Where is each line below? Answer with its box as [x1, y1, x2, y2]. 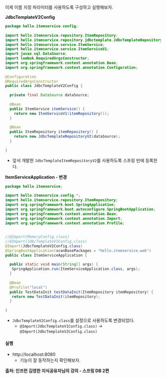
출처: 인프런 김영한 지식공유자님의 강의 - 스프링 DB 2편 [5, 368, 110, 374]
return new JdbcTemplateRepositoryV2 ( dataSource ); [14, 134, 121, 139]
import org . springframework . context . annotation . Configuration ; [5, 65, 138, 70]
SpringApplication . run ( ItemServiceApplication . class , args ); [11, 266, 140, 272]
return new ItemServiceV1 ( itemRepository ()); [14, 111, 110, 116]
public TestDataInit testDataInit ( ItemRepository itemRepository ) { [9, 290, 154, 294]
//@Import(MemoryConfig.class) [5, 234, 70, 240]
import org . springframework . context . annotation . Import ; [5, 216, 123, 221]
